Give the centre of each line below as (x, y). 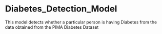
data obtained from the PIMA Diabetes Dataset (52, 27)
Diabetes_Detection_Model (61, 9)
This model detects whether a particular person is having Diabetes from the (81, 22)
